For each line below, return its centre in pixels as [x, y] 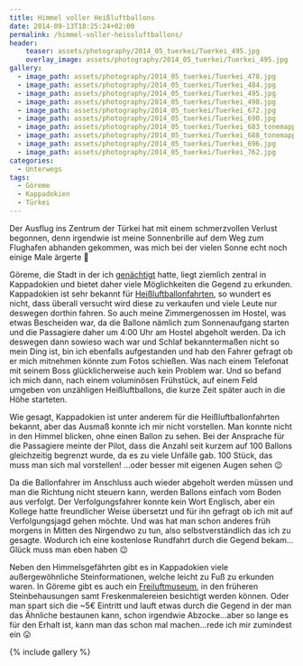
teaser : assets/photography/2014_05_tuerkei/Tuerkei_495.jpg [142, 52]
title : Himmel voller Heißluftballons [82, 18]
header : [24, 43]
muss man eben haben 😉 [81, 549]
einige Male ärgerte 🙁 [49, 257]
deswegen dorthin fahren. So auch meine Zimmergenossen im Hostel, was [148, 313]
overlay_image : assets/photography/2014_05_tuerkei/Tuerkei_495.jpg [157, 60]
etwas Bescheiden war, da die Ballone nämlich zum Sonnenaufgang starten [150, 323]
